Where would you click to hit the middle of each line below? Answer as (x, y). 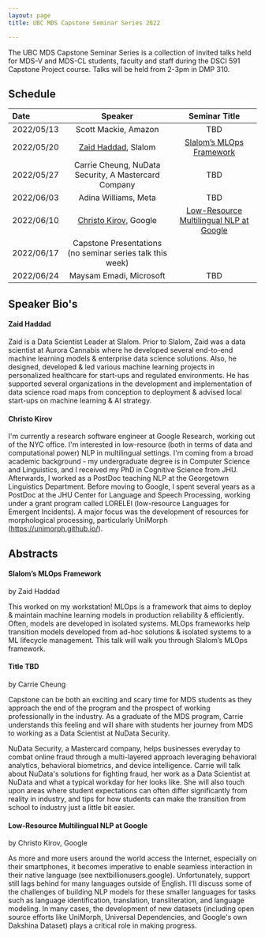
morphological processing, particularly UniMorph (88, 520)
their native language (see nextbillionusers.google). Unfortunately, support (129, 876)
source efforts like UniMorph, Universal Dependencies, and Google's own (128, 917)
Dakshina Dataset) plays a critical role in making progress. (103, 925)
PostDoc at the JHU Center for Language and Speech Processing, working (129, 495)
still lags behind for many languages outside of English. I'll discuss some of (130, 883)
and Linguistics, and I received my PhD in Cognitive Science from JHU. (123, 470)
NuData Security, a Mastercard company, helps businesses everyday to (124, 748)
